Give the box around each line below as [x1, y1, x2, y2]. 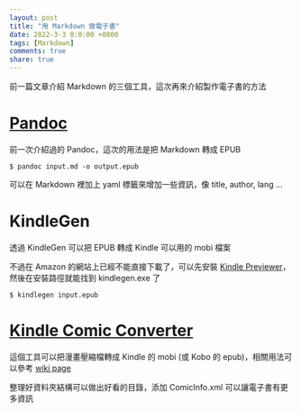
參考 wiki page [16, 362, 72, 373]
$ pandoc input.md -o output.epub [9, 161, 140, 171]
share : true [9, 55, 54, 64]
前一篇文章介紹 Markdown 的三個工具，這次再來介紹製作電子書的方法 [9, 81, 267, 91]
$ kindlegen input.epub [9, 290, 99, 299]
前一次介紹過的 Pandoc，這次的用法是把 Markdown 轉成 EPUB [9, 143, 242, 154]
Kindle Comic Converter [9, 321, 194, 341]
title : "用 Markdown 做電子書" [9, 22, 120, 31]
